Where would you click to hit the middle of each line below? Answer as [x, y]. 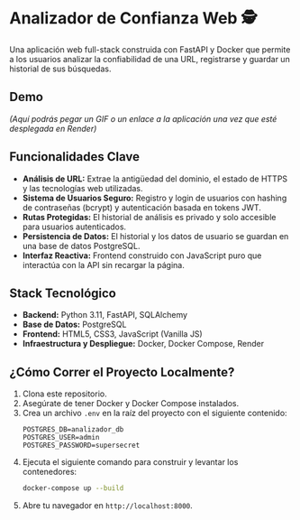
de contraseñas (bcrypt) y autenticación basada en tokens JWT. [141, 207]
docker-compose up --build [73, 488]
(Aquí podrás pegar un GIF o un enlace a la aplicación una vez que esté [143, 118]
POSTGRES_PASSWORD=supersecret [81, 446]
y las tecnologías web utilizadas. [82, 188]
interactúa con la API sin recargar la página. [103, 265]
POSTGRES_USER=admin [61, 438]
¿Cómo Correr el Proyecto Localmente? [122, 372]
